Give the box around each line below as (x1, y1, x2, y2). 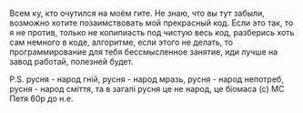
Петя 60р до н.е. (9, 93, 74, 104)
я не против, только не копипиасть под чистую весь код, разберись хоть (9, 27, 295, 37)
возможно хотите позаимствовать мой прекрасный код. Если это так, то (9, 17, 294, 28)
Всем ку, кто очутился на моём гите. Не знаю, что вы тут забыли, (9, 8, 266, 18)
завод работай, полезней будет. (9, 56, 134, 67)
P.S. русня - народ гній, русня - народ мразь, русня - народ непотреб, (9, 74, 284, 85)
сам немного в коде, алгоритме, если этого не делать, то (9, 36, 234, 47)
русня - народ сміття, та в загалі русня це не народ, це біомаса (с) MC (9, 84, 285, 94)
